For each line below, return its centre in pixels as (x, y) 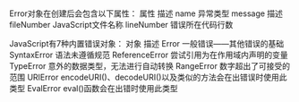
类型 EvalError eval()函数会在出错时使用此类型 (94, 89)
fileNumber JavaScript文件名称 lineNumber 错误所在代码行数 (121, 25)
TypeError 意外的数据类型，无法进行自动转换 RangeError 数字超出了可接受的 (150, 66)
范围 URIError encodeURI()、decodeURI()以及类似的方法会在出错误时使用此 (148, 77)
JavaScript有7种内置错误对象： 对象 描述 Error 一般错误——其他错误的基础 (147, 44)
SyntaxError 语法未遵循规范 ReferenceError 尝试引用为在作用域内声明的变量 (149, 55)
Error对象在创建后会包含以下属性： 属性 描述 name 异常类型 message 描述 (146, 13)
